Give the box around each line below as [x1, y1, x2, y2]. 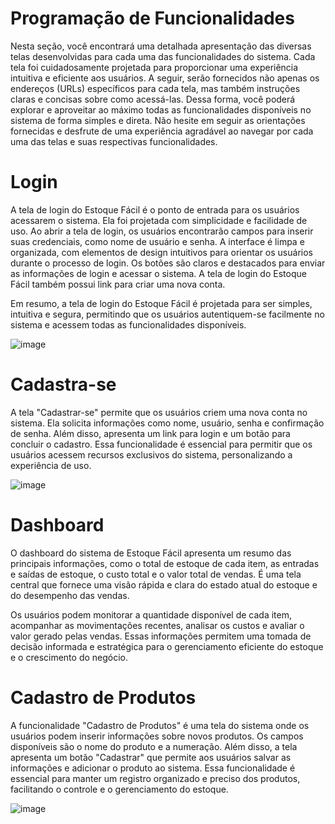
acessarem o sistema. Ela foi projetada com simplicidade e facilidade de [10, 214, 308, 226]
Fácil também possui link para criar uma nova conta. [10, 278, 226, 290]
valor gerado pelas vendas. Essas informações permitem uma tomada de [10, 630, 312, 642]
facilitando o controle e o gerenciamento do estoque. [10, 783, 229, 795]
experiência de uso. [10, 459, 92, 471]
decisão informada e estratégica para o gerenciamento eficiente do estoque [10, 640, 324, 652]
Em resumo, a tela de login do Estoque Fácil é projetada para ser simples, [10, 297, 313, 309]
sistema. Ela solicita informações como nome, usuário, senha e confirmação [10, 417, 325, 429]
